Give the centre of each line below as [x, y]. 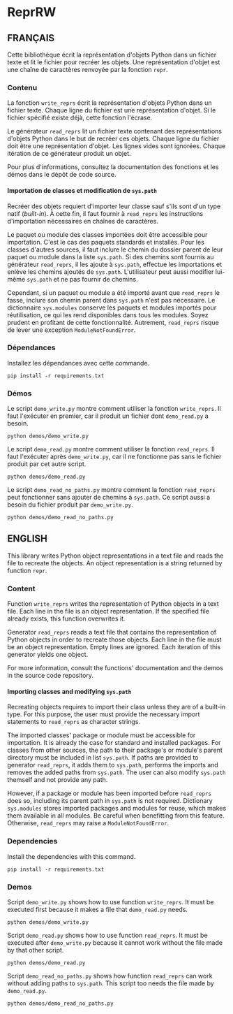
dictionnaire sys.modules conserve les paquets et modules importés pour [112, 307]
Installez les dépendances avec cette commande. [78, 363]
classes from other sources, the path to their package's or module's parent [115, 750]
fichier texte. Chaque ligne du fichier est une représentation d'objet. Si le [112, 110]
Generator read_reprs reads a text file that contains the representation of [112, 632]
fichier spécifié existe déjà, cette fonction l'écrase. [80, 118]
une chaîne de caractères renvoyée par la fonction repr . [88, 70]
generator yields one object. [48, 655]
